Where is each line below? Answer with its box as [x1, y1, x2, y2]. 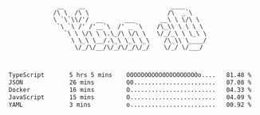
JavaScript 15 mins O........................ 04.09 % [8, 93, 252, 102]
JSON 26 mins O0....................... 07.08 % [8, 79, 252, 86]
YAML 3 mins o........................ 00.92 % [8, 101, 252, 109]
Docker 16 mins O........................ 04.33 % [8, 86, 252, 94]
